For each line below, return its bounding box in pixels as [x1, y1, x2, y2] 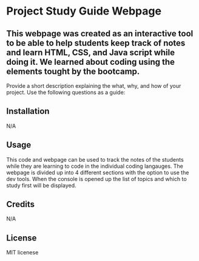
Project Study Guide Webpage [6, 4, 162, 18]
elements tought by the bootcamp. [6, 66, 140, 76]
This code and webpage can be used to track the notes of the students [6, 156, 184, 163]
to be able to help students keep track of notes [6, 38, 186, 48]
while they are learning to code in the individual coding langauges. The [6, 162, 183, 170]
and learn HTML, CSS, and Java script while [6, 47, 175, 58]
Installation [6, 106, 50, 116]
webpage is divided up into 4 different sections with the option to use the [6, 168, 189, 176]
